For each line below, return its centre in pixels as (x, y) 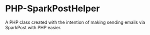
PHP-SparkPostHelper (52, 9)
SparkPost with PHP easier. (33, 27)
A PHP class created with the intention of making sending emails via (75, 22)
